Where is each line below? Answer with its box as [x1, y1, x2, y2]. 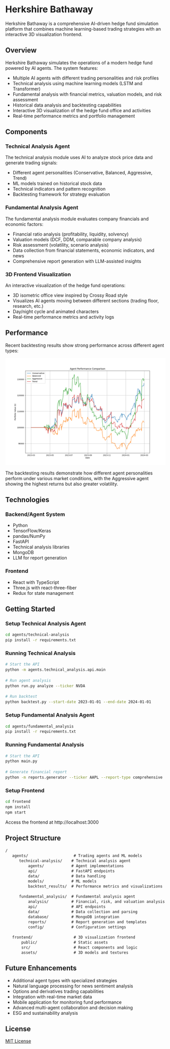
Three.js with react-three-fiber [12, 585, 77, 591]
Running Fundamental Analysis [5, 741, 84, 748]
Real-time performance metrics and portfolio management [12, 113, 135, 119]
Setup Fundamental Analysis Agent [5, 712, 95, 719]
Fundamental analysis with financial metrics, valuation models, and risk [12, 91, 162, 97]
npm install [5, 804, 31, 810]
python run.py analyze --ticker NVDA [5, 683, 86, 689]
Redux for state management [12, 590, 74, 596]
